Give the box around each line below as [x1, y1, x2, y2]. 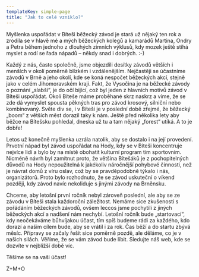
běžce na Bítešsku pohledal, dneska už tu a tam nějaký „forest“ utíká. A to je [6, 118, 192, 125]
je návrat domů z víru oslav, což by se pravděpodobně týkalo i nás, [6, 167, 170, 174]
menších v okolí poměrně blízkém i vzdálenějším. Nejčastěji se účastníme [6, 67, 186, 74]
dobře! [6, 124, 23, 131]
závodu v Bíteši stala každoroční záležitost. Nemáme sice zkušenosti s [6, 197, 179, 205]
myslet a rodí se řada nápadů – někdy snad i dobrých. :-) [6, 49, 144, 56]
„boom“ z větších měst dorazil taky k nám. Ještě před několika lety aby [6, 111, 179, 119]
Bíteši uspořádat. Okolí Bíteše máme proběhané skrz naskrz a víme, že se [6, 93, 186, 100]
